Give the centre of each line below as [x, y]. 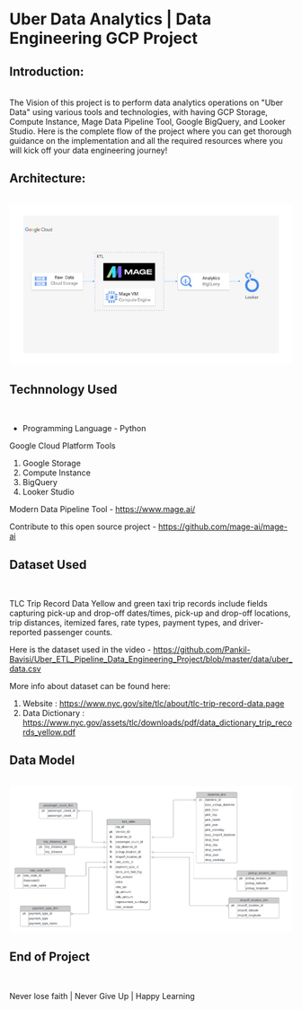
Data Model [42, 761]
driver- [251, 622]
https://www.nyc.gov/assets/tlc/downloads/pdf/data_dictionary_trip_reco [157, 722]
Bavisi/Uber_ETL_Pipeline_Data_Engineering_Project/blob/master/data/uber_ [151, 659]
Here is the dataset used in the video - [80, 649]
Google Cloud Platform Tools [62, 446]
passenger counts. [78, 632]
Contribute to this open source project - [83, 527]
